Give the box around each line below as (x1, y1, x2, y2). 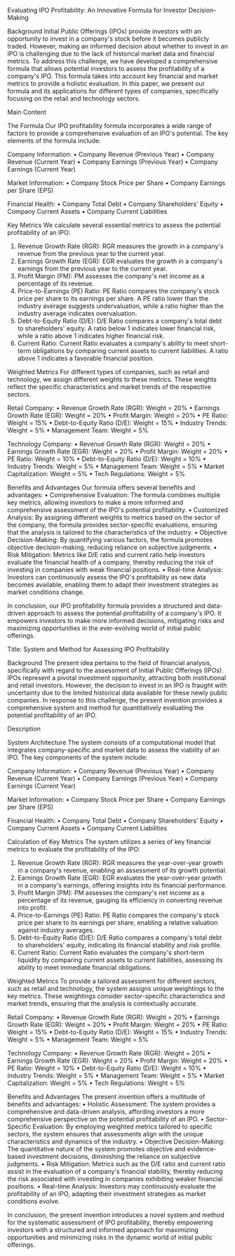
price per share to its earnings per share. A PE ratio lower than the (17, 295, 209, 302)
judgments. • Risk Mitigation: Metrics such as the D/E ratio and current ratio (7, 1160, 226, 1168)
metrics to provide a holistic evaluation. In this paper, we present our (7, 79, 206, 87)
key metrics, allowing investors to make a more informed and (7, 499, 184, 506)
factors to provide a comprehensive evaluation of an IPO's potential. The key (7, 129, 229, 137)
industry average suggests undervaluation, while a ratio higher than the (17, 302, 224, 310)
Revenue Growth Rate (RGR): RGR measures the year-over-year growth (17, 859, 223, 867)
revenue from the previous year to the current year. (17, 250, 166, 257)
